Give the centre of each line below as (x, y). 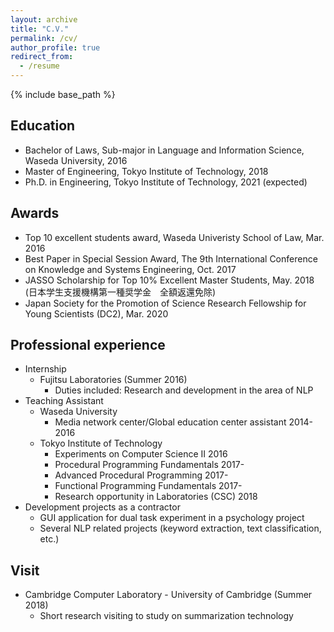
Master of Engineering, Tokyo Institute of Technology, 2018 (146, 171)
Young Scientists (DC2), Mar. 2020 (96, 313)
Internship (45, 369)
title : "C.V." (40, 29)
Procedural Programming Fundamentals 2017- (149, 465)
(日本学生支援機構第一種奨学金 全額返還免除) (120, 292)
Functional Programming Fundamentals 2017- (148, 486)
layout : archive (44, 19)
